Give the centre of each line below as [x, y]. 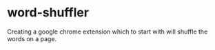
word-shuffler [48, 13]
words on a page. [32, 38]
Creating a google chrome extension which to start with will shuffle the [107, 32]
